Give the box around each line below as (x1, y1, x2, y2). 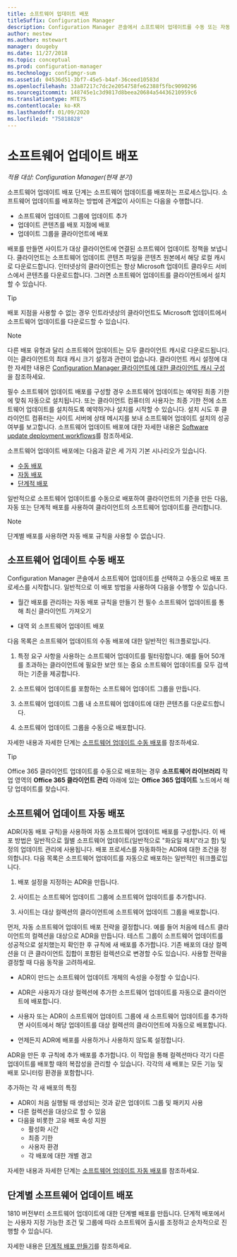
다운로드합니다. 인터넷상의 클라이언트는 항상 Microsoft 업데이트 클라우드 (14, 262, 214, 270)
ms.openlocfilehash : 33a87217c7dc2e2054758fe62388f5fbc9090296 (7, 83, 197, 90)
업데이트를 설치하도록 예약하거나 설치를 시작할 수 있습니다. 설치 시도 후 (25, 405, 220, 413)
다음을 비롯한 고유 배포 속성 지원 (17, 1116, 107, 1125)
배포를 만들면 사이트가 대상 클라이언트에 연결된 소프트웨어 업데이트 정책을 (7, 244, 209, 253)
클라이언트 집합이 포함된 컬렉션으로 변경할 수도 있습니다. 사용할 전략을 (35, 949, 228, 958)
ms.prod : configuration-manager (7, 63, 102, 70)
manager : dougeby (7, 43, 59, 50)
